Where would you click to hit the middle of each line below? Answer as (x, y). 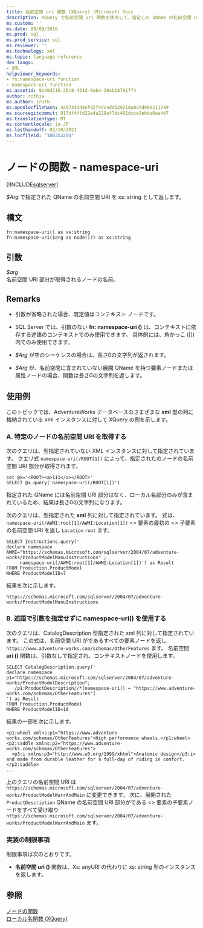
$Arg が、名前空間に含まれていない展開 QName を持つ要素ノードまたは (104, 368)
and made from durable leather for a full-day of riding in (84, 759)
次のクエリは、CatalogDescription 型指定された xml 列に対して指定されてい (100, 633)
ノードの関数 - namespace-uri (82, 167)
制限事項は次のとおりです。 (40, 854)
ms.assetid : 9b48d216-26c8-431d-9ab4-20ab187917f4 (71, 91)
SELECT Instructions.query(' (43, 542)
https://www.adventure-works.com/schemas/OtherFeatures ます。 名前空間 (98, 648)
